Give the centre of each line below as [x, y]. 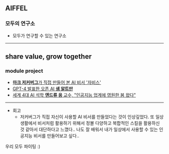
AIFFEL [16, 8]
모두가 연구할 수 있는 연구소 [39, 35]
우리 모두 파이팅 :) [23, 146]
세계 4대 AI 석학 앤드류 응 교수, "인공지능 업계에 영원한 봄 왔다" [74, 95]
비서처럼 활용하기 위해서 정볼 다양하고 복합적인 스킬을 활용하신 [99, 123]
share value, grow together [49, 57]
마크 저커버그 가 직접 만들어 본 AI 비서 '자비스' [57, 82]
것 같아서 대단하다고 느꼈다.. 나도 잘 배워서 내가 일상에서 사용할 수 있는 [89, 130]
